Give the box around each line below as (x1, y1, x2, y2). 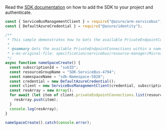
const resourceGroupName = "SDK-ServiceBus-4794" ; (9, 69, 116, 74)
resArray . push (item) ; (14, 97, 58, 102)
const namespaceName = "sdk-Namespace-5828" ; (9, 74, 105, 79)
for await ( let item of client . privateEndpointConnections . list (9, 93, 145, 98)
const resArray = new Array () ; (9, 88, 74, 93)
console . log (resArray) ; (9, 106, 58, 111)
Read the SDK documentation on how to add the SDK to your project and (5, 4, 153, 10)
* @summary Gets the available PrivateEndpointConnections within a (7, 47, 152, 52)
